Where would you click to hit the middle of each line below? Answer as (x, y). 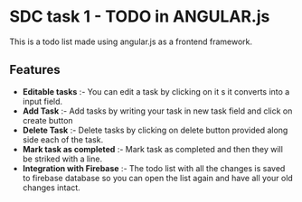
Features (35, 70)
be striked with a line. (62, 159)
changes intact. (52, 188)
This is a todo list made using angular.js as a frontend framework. (131, 41)
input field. (42, 101)
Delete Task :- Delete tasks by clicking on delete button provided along (155, 130)
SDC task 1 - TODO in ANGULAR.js (140, 17)
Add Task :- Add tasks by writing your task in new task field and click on (157, 111)
